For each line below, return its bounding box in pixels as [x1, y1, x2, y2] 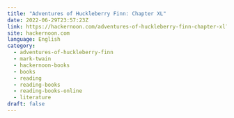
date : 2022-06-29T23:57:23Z [7, 17, 89, 24]
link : [7, 23, 23, 30]
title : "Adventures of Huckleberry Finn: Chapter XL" [7, 10, 167, 17]
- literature [13, 94, 52, 101]
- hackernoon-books [13, 62, 70, 69]
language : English [7, 36, 61, 43]
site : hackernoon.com [7, 29, 70, 37]
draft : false [7, 101, 45, 108]
